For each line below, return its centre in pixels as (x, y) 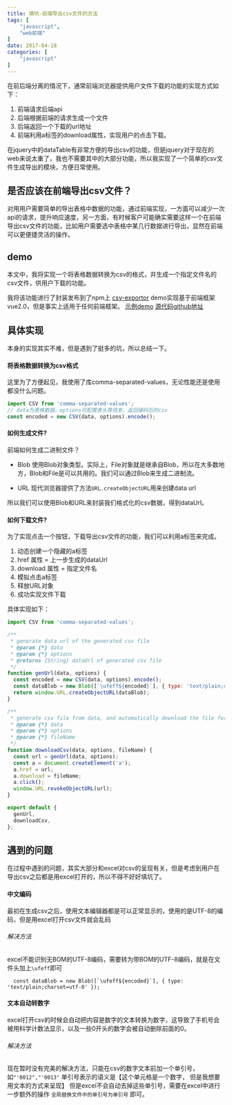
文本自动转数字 (28, 1003)
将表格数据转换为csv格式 (43, 365)
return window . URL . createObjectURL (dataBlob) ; (81, 693)
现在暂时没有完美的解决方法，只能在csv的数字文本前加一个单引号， (103, 1068)
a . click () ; (29, 783)
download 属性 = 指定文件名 (57, 569)
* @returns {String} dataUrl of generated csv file (86, 660)
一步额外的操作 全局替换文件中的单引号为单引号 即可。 (78, 1095)
